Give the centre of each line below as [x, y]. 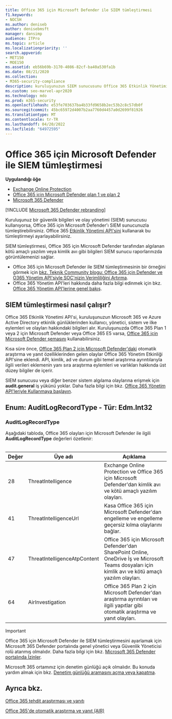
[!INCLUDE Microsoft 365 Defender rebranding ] [56, 210]
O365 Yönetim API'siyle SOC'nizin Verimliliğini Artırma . [70, 278]
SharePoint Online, [126, 552]
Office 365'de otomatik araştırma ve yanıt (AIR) [55, 711]
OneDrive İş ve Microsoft [134, 558]
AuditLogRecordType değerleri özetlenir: [49, 439]
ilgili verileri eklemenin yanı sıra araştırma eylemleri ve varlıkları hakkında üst [86, 365]
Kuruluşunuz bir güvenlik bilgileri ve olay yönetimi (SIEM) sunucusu [76, 220]
